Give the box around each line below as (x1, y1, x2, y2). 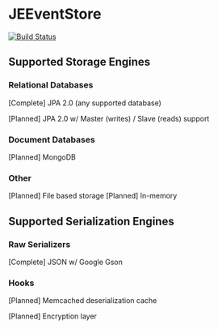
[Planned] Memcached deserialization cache (8, 296, 157, 305)
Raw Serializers (8, 238, 71, 250)
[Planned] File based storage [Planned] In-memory (8, 191, 178, 201)
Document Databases (8, 134, 95, 145)
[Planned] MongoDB (8, 152, 77, 162)
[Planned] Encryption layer (8, 311, 97, 321)
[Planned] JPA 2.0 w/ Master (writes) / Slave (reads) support (8, 113, 210, 123)
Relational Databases (8, 79, 94, 91)
